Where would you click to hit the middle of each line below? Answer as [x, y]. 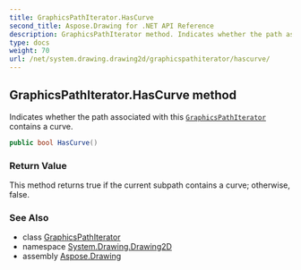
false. [19, 194]
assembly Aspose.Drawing [72, 257]
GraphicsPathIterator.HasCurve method [123, 95]
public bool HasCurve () [54, 143]
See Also [29, 217]
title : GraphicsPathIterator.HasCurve [82, 17]
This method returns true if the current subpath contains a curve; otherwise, [150, 185]
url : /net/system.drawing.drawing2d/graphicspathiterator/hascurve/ [140, 59]
